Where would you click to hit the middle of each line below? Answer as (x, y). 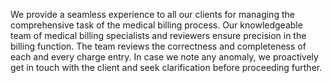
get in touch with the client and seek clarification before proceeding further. (166, 67)
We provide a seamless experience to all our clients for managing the (152, 14)
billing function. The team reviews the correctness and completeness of (158, 46)
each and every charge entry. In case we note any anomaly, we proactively (164, 57)
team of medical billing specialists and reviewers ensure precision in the (158, 35)
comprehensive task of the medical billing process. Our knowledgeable (156, 25)
